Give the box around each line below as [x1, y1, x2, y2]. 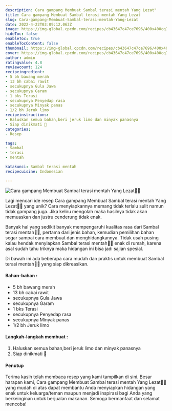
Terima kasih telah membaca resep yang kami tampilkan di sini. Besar [5, 374, 152, 380]
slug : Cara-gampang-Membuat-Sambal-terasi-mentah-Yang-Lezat [5, 17, 139, 22]
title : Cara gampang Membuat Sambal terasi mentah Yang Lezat [5, 12, 141, 17]
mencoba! [5, 401, 27, 407]
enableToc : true [5, 36, 40, 42]
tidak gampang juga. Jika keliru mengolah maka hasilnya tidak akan [5, 208, 147, 214]
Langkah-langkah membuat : [5, 334, 68, 340]
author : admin [5, 55, 36, 60]
